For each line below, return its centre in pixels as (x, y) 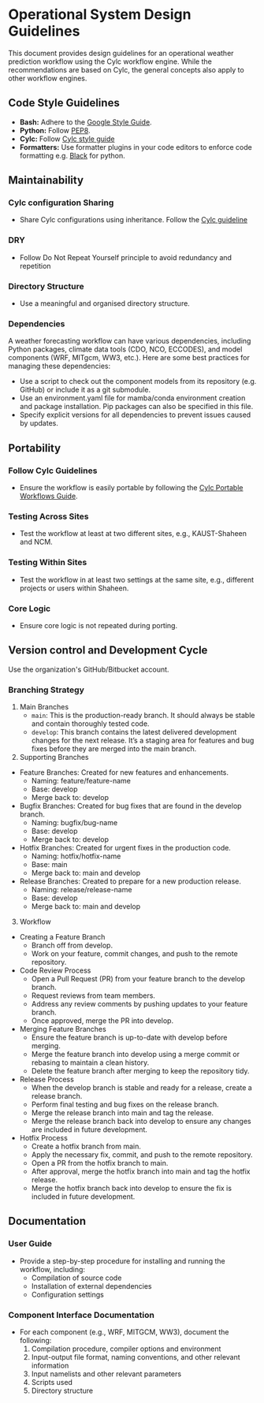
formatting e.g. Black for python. (73, 155)
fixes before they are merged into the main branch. (114, 749)
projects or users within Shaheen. (74, 588)
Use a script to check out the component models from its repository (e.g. (138, 381)
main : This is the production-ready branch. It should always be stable (143, 716)
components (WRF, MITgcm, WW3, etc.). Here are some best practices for (129, 358)
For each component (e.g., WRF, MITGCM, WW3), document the (125, 1332)
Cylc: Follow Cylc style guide (67, 139)
